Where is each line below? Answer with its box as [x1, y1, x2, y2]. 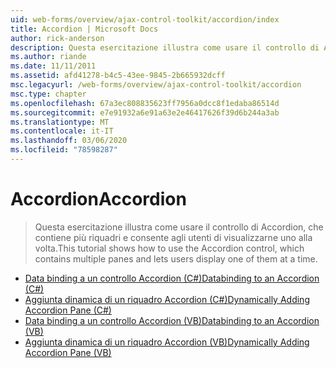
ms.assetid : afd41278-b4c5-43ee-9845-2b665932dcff [10, 71, 226, 81]
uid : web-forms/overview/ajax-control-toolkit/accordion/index [10, 14, 280, 25]
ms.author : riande [10, 52, 87, 62]
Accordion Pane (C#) [24, 304, 112, 316]
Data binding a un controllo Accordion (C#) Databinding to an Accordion [24, 272, 320, 284]
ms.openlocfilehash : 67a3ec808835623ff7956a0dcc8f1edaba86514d [10, 98, 280, 108]
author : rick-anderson [10, 33, 105, 43]
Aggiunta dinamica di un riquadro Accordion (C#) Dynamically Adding [24, 293, 310, 305]
